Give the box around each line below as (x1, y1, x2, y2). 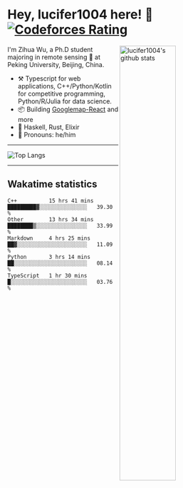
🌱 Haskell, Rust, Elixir (17, 123, 80, 131)
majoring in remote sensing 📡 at (7, 53, 101, 61)
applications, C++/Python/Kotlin (17, 81, 112, 90)
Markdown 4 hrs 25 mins (7, 235, 91, 242)
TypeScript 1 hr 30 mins (7, 272, 88, 279)
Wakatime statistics (7, 178, 98, 190)
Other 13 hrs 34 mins (7, 215, 94, 223)
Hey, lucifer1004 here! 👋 (7, 6, 154, 23)
